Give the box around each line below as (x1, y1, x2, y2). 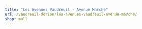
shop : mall (5, 16, 28, 21)
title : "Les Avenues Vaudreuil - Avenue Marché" (5, 7, 108, 12)
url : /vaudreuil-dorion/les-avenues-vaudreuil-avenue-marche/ (5, 12, 137, 17)
